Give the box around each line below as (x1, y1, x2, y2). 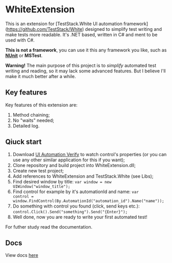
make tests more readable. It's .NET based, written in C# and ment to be (5, 31, 158, 37)
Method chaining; (12, 111, 50, 118)
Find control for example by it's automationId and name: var (12, 189, 139, 195)
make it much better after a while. (5, 73, 76, 79)
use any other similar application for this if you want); (12, 157, 125, 163)
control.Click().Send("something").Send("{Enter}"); (12, 209, 128, 214)
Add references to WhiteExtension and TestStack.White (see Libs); (12, 173, 154, 179)
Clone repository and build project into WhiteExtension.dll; (12, 162, 136, 168)
